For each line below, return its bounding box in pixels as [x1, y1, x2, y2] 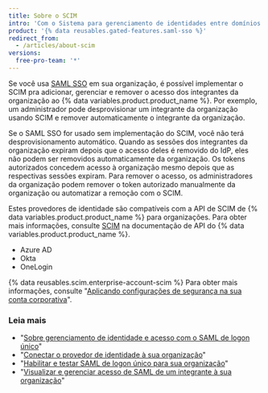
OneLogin [19, 262, 53, 272]
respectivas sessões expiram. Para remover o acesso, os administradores [8, 170, 254, 181]
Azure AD [19, 244, 52, 254]
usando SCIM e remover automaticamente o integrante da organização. [8, 113, 245, 122]
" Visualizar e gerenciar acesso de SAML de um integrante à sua [19, 367, 232, 377]
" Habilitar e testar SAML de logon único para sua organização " [19, 358, 229, 368]
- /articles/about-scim [15, 42, 95, 50]
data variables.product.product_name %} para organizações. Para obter [8, 212, 248, 222]
